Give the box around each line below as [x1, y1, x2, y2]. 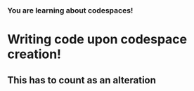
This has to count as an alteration [7, 74, 157, 86]
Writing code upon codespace [7, 31, 188, 48]
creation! [7, 46, 62, 62]
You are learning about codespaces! [7, 6, 134, 15]
